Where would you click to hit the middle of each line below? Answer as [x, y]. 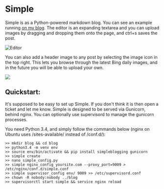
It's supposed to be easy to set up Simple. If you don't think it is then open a [82, 104]
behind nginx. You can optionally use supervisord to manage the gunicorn [80, 114]
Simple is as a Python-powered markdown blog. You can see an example [79, 23]
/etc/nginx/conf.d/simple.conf [37, 169]
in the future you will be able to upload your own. [54, 68]
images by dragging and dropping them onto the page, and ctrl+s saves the [81, 33]
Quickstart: [23, 92]
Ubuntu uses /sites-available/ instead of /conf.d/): [55, 134]
